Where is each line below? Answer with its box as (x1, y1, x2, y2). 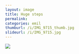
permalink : (5, 16, 28, 21)
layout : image (5, 7, 35, 12)
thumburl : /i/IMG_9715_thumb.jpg (5, 26, 75, 30)
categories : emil (5, 21, 41, 26)
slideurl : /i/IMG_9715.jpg (5, 30, 61, 35)
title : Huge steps (5, 12, 43, 17)
